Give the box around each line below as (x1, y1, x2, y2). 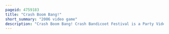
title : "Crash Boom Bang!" (5, 12, 62, 17)
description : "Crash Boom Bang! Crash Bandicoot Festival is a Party (5, 21, 154, 26)
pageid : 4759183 (5, 7, 39, 12)
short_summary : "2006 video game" (5, 16, 78, 21)
